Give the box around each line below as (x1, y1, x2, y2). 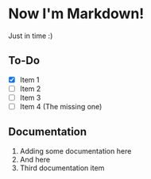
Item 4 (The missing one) (19, 101, 103, 111)
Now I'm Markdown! (8, 5, 145, 23)
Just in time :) (8, 31, 53, 40)
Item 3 (19, 93, 41, 102)
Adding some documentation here (19, 146, 132, 155)
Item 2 (19, 84, 41, 93)
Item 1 (19, 74, 40, 84)
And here (19, 154, 50, 164)
